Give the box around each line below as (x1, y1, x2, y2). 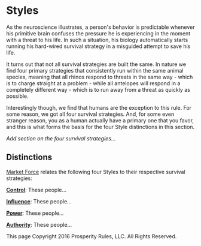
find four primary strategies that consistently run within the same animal (6, 67, 184, 74)
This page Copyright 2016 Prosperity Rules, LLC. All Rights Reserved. (6, 232, 177, 240)
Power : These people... (6, 209, 64, 217)
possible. (6, 92, 29, 100)
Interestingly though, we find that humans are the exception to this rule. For (6, 104, 192, 111)
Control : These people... (6, 186, 67, 193)
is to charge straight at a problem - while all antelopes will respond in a (6, 79, 181, 87)
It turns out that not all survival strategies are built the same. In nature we (6, 61, 187, 68)
